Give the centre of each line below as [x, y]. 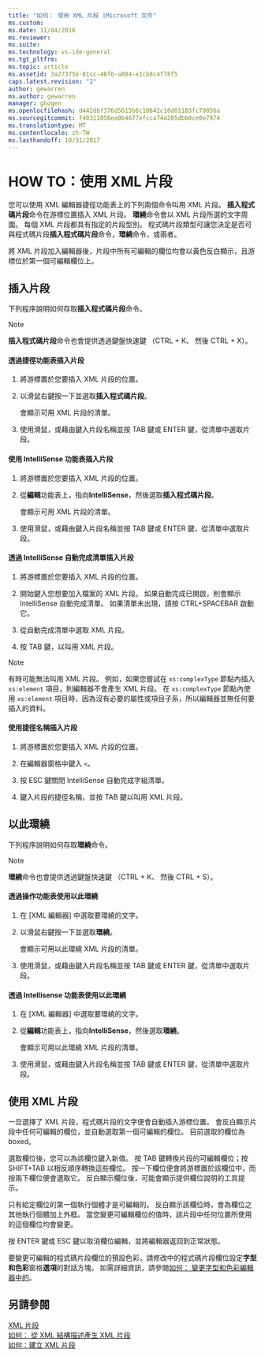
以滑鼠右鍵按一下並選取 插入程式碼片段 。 [85, 396]
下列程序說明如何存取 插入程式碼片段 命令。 [77, 309]
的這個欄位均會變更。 [43, 1225]
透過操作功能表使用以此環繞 [53, 897]
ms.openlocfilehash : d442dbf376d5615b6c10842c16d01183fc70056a [114, 111]
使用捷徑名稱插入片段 [43, 728]
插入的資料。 [29, 708]
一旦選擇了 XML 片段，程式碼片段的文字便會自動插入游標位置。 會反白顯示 [129, 1122]
